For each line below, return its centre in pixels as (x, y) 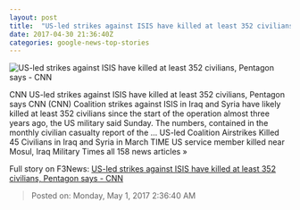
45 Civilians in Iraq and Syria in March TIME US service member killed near (147, 142)
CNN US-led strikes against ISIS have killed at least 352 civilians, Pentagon (147, 95)
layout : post (33, 17)
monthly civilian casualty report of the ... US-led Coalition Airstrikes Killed (144, 133)
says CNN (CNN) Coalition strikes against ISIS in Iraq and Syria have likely (145, 105)
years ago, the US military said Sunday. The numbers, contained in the (139, 123)
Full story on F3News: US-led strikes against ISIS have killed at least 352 (143, 169)
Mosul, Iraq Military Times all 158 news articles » (98, 152)
